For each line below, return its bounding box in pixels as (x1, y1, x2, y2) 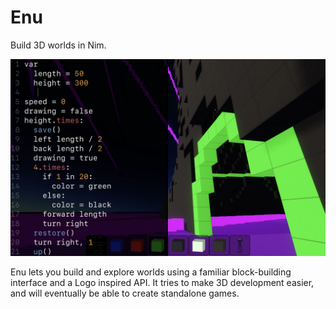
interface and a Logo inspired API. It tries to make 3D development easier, (10, 276, 315, 288)
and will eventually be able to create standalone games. (10, 287, 240, 299)
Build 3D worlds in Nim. (10, 39, 107, 51)
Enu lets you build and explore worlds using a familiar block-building (10, 266, 292, 278)
